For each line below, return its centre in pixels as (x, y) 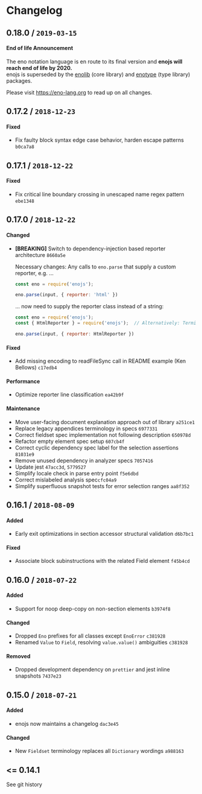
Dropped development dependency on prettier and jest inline (93, 670)
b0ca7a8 (24, 147)
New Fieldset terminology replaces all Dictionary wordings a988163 (99, 751)
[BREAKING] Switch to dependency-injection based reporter (90, 249)
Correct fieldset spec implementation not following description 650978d (103, 434)
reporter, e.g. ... (34, 273)
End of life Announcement (40, 48)
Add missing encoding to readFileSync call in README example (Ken (100, 361)
